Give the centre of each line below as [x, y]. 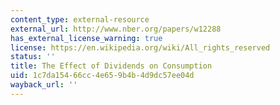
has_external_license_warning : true [86, 38]
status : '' [33, 57]
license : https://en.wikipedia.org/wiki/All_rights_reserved [140, 47]
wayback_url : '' [44, 85]
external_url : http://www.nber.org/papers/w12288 [116, 29]
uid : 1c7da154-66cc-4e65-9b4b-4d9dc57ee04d [102, 76]
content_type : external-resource [80, 19]
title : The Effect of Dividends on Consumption [111, 66]
